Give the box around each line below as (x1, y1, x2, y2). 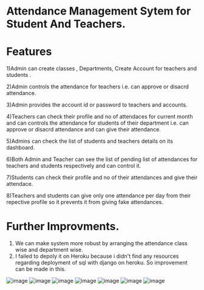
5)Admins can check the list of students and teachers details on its (6, 137, 173, 145)
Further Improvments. (6, 220, 120, 234)
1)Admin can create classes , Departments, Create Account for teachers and (6, 65, 197, 72)
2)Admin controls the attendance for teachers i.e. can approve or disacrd (6, 83, 189, 90)
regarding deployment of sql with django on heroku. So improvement (15, 259, 188, 266)
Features (6, 45, 52, 59)
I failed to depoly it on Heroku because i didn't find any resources (15, 252, 179, 260)
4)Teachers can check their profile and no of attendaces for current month (6, 113, 193, 120)
